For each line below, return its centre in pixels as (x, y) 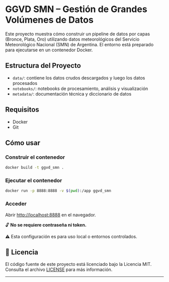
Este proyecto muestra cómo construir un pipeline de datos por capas (77, 34)
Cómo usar (23, 143)
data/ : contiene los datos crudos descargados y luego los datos (79, 78)
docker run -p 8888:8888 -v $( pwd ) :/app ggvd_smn (58, 191)
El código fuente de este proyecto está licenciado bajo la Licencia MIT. (78, 264)
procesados (25, 83)
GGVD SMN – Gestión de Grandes (76, 9)
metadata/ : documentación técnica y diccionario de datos (72, 93)
